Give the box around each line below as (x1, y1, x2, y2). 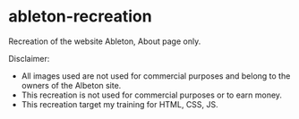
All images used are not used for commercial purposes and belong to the (21, 70, 291, 81)
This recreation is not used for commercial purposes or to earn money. (21, 89, 283, 100)
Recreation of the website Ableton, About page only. (8, 36, 201, 47)
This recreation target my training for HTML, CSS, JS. (21, 98, 218, 109)
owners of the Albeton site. (21, 80, 122, 90)
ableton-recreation (8, 6, 153, 27)
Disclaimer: (8, 53, 50, 64)
